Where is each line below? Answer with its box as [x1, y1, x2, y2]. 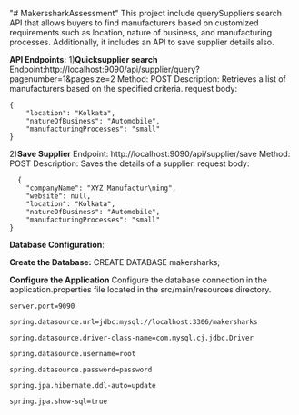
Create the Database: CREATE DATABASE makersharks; [9, 257, 221, 267]
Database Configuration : [9, 240, 105, 250]
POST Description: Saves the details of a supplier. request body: [9, 158, 250, 169]
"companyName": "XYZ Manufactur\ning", [25, 183, 177, 193]
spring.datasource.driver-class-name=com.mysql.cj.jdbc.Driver [9, 333, 254, 342]
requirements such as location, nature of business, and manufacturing [9, 27, 273, 37]
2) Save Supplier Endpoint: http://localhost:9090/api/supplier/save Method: [9, 149, 291, 159]
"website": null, [25, 192, 92, 201]
